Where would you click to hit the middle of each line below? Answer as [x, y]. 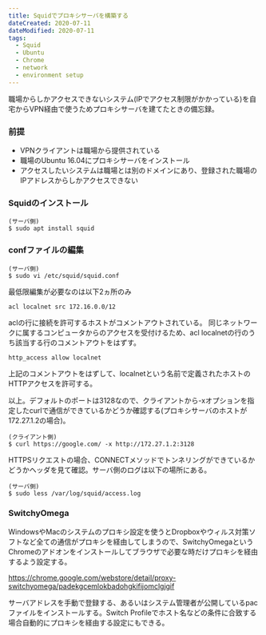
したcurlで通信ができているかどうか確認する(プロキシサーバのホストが [131, 410]
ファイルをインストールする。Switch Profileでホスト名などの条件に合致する [133, 613]
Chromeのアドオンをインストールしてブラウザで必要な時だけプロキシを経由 [133, 551]
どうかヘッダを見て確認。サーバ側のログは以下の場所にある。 [110, 470]
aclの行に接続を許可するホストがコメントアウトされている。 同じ [115, 322]
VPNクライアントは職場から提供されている [90, 150]
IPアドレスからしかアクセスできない [79, 180]
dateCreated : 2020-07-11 [50, 23]
